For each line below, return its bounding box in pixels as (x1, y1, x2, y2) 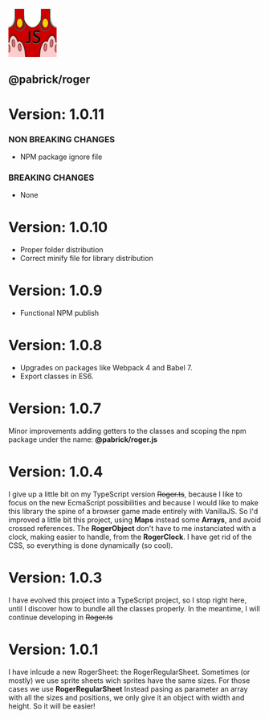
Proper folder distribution (19, 245, 104, 255)
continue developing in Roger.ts (8, 612, 113, 622)
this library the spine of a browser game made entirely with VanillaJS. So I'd (8, 506, 259, 516)
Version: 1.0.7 (8, 399, 102, 418)
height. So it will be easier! (8, 701, 96, 711)
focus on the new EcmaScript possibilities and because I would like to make (8, 497, 259, 507)
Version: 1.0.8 (8, 337, 103, 354)
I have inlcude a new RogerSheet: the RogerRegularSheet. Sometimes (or (8, 667, 251, 676)
